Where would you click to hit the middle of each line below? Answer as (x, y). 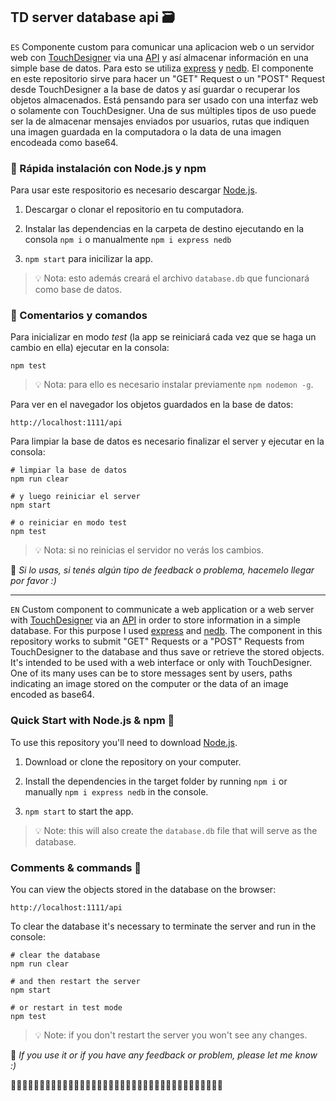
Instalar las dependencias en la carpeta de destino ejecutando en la (164, 229)
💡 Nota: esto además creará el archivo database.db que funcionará (172, 278)
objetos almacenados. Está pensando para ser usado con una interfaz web (164, 100)
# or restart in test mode (66, 1008)
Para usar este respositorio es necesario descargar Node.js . (134, 190)
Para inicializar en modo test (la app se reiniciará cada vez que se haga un (163, 337)
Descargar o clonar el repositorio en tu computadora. (134, 210)
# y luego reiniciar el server (75, 497)
